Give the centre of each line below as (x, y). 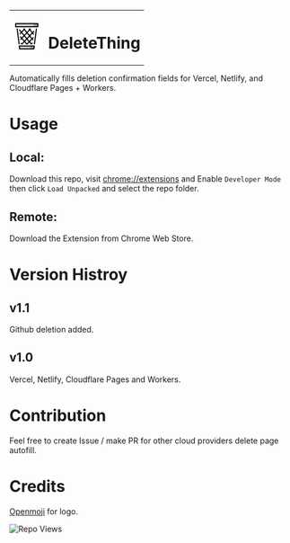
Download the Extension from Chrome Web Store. (101, 238)
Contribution (58, 415)
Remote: (34, 217)
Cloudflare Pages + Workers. (63, 88)
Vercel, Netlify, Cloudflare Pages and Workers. (95, 379)
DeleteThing (94, 43)
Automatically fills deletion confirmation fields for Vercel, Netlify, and (136, 78)
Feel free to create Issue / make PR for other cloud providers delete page (144, 441)
